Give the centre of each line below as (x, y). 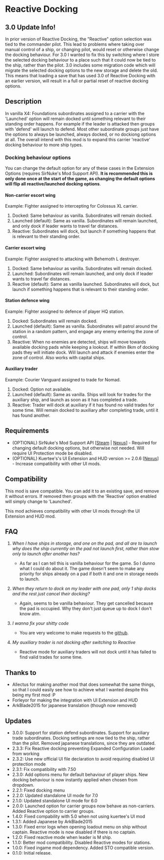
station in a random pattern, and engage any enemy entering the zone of (85, 331)
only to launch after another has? (46, 554)
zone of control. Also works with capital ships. (59, 357)
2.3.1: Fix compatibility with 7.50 (44, 769)
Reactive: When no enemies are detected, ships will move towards (79, 342)
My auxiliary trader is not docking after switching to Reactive (74, 643)
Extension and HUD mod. (31, 516)
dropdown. (23, 785)
